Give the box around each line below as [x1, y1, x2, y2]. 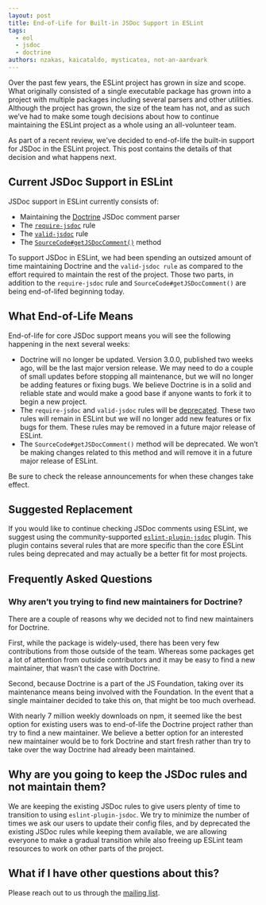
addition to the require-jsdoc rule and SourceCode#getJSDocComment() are [8, 278, 246, 287]
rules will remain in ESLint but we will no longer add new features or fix [19, 414, 252, 423]
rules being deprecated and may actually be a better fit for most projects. [8, 550, 248, 559]
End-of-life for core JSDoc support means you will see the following [8, 331, 231, 340]
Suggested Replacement [8, 503, 133, 516]
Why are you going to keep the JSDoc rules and [8, 768, 248, 782]
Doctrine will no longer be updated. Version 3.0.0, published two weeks [19, 355, 254, 364]
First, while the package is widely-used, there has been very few [8, 638, 220, 647]
